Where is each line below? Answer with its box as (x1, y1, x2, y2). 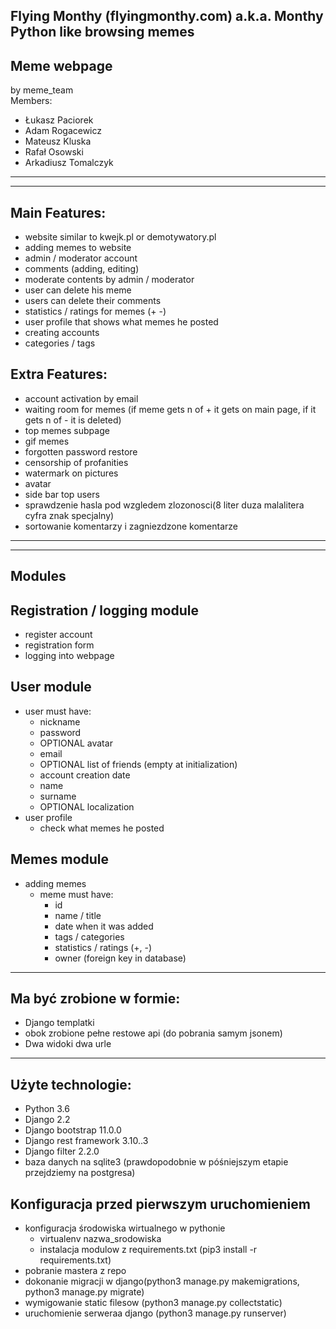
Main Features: (10, 204, 107, 221)
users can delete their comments (24, 295, 162, 307)
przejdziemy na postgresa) (24, 1167, 136, 1179)
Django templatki (24, 1017, 95, 1029)
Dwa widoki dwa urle (24, 1038, 112, 1050)
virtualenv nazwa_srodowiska (39, 1233, 162, 1245)
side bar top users (24, 488, 100, 500)
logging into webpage (24, 650, 115, 662)
